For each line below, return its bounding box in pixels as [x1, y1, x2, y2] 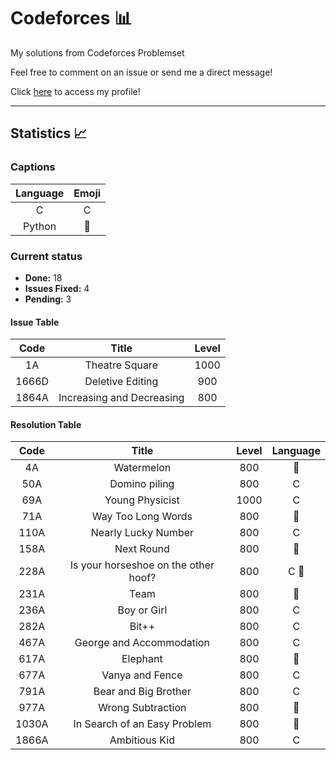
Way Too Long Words [91, 510, 193, 524]
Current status [10, 249, 83, 263]
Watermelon [113, 461, 172, 475]
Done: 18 [24, 271, 63, 284]
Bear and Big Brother [93, 685, 192, 699]
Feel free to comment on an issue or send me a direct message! [10, 66, 273, 78]
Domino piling [109, 477, 175, 491]
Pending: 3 [24, 293, 72, 305]
